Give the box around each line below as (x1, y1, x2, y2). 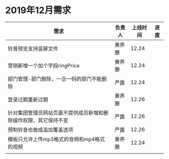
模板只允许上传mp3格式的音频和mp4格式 (8, 135, 105, 142)
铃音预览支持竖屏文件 (8, 45, 59, 52)
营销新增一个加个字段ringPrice (8, 62, 80, 69)
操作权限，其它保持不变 (13, 117, 69, 124)
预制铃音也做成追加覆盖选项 (8, 126, 74, 133)
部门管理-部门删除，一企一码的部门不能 (8, 75, 102, 82)
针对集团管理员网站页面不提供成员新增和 (8, 109, 104, 116)
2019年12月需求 (5, 5, 71, 16)
